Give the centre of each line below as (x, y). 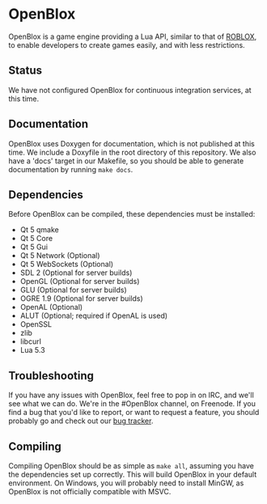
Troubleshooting (51, 376)
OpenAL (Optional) (51, 307)
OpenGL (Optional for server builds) (80, 282)
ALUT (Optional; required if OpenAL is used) (94, 316)
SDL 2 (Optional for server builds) (76, 273)
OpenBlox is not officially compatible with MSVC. (90, 491)
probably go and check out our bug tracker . (81, 421)
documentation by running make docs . (71, 169)
